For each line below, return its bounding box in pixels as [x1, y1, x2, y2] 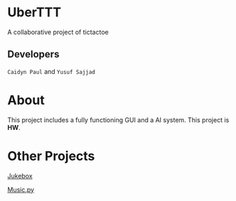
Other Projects [7, 148, 95, 164]
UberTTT [7, 4, 62, 21]
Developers [7, 48, 60, 60]
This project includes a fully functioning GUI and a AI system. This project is [7, 115, 230, 124]
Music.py [7, 185, 34, 194]
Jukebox [7, 171, 33, 180]
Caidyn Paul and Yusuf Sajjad [7, 67, 96, 75]
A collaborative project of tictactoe [7, 28, 109, 36]
